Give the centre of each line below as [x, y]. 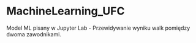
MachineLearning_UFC [66, 11]
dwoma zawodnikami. [34, 34]
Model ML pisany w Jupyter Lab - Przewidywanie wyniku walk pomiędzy [98, 28]
